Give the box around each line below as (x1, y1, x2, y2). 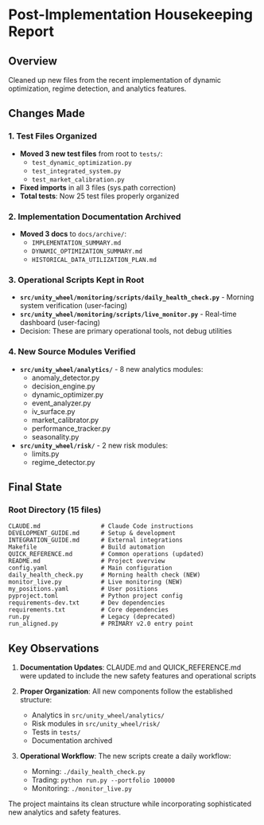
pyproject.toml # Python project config (8, 592, 183, 600)
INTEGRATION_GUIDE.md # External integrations (8, 536, 183, 545)
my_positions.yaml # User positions (8, 585, 158, 593)
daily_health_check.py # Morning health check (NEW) (8, 571, 201, 579)
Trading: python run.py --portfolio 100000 (31, 775, 175, 785)
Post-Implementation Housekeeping (8, 6, 253, 24)
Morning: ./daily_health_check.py (31, 767, 146, 776)
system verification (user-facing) (19, 301, 128, 311)
